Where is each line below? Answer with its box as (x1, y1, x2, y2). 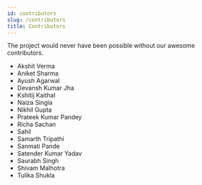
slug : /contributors (7, 16, 66, 23)
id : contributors (7, 10, 57, 17)
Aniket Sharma (16, 69, 59, 77)
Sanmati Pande (16, 142, 60, 151)
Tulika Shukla (16, 171, 55, 180)
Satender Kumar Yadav (16, 149, 82, 158)
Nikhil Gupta (16, 106, 53, 114)
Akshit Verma (16, 62, 55, 71)
